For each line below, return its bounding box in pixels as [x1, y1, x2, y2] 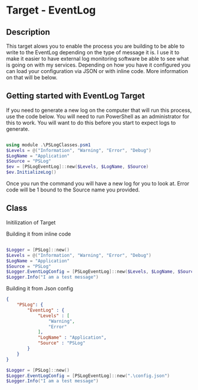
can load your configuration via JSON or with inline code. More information [6, 68, 189, 74]
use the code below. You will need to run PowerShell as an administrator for [6, 113, 190, 120]
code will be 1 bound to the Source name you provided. [6, 186, 140, 193]
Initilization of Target [6, 219, 56, 226]
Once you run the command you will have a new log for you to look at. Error [6, 180, 190, 187]
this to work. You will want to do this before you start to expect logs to [6, 119, 176, 126]
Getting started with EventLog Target [6, 91, 146, 101]
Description [6, 27, 50, 37]
